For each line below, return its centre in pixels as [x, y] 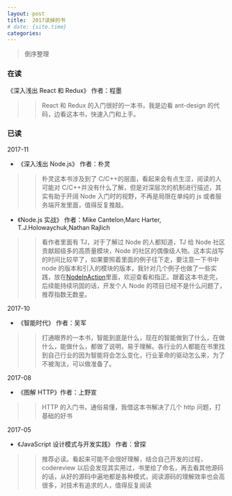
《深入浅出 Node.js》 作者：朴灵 [64, 163]
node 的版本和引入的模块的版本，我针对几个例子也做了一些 [126, 268]
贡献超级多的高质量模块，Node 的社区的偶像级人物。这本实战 [130, 250]
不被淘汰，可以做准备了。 [78, 363]
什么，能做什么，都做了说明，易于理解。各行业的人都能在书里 [130, 346]
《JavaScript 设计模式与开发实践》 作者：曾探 [82, 444]
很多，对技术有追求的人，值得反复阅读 [96, 485]
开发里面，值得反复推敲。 [91, 205]
